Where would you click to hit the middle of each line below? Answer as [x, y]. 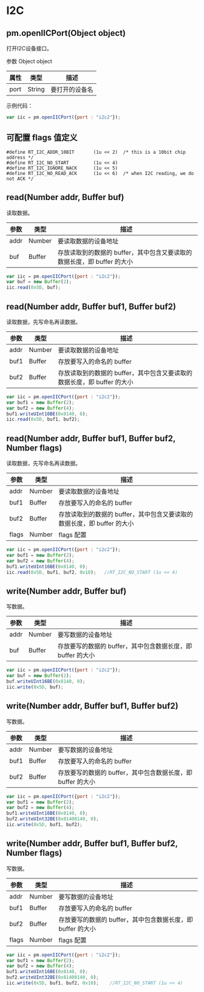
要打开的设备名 [72, 90]
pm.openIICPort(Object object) [66, 33]
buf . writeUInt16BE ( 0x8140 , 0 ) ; [46, 681]
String [36, 89]
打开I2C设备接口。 [29, 48]
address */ [20, 157]
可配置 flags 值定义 [42, 138]
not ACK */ [20, 179]
